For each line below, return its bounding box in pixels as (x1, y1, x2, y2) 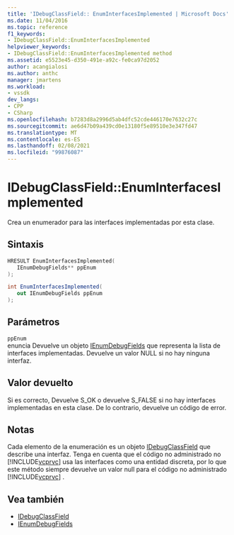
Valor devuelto (7, 377, 74, 389)
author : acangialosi (7, 63, 69, 70)
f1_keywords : (7, 30, 46, 38)
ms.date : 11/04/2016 (7, 17, 69, 24)
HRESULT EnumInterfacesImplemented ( (7, 257, 115, 265)
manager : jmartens (7, 76, 62, 84)
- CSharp (7, 109, 33, 116)
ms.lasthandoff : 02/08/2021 (7, 143, 90, 150)
